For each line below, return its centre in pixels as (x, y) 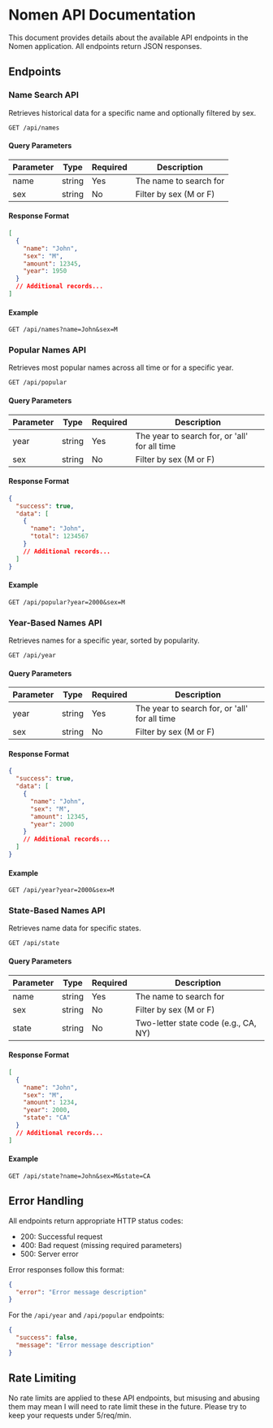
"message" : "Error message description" (85, 1346)
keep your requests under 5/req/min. (70, 1415)
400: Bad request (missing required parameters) (101, 1245)
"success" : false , (47, 1338)
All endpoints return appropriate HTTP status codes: (96, 1220)
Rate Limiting (42, 1378)
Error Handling (46, 1201)
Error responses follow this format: (66, 1269)
